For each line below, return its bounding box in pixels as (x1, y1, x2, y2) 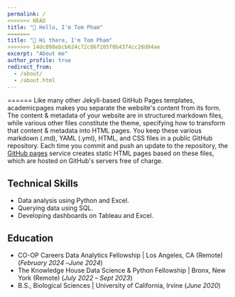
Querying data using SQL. (17, 204, 94, 212)
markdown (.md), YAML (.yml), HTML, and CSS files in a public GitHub (7, 134, 213, 142)
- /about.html (13, 76, 55, 84)
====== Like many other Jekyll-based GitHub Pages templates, (7, 96, 195, 105)
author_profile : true (7, 57, 72, 64)
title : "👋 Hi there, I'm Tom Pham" (7, 37, 113, 44)
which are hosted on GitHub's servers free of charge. (7, 157, 163, 165)
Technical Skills (7, 177, 79, 189)
